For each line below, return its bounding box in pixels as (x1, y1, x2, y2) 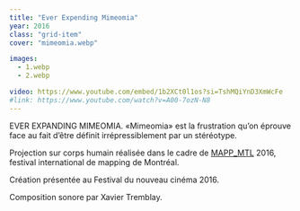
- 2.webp (17, 71, 50, 81)
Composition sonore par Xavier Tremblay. (9, 191, 163, 202)
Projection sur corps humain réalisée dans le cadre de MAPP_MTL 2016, (9, 147, 277, 158)
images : (9, 55, 39, 64)
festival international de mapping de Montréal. (9, 156, 180, 167)
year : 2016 (9, 22, 50, 31)
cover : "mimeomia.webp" (9, 38, 99, 48)
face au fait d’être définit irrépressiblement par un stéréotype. (9, 129, 238, 140)
